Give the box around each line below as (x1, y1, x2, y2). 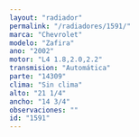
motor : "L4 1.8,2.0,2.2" (9, 55, 103, 64)
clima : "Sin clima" (9, 80, 83, 89)
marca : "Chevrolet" (9, 30, 83, 39)
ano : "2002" (9, 47, 54, 56)
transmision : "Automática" (9, 64, 111, 73)
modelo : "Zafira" (9, 38, 75, 48)
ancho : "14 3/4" (9, 96, 70, 106)
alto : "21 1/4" (9, 88, 67, 97)
